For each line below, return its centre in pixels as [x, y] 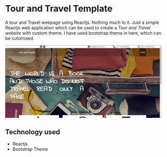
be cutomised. [20, 38]
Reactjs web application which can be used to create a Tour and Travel [78, 27]
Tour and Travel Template [59, 9]
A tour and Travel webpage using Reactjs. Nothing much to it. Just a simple [82, 22]
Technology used [33, 132]
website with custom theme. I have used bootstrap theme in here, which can [83, 33]
